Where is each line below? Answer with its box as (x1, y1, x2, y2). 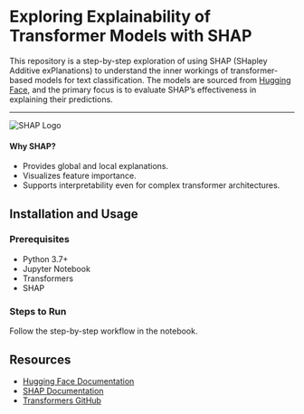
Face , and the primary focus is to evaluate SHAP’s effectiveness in (9, 84, 257, 95)
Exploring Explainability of (9, 6, 211, 27)
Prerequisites (9, 233, 70, 246)
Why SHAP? (9, 140, 56, 151)
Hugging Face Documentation (22, 375, 135, 386)
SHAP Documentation (22, 385, 104, 396)
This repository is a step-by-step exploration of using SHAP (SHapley (9, 55, 269, 66)
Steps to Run (9, 305, 67, 317)
